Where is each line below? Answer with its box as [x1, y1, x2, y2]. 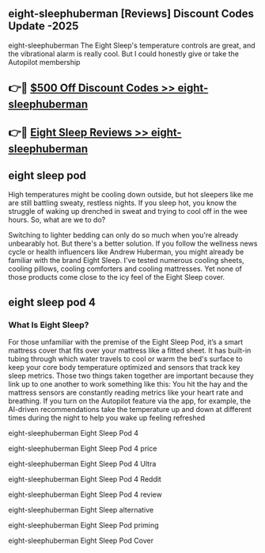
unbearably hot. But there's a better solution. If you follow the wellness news [8, 238, 258, 249]
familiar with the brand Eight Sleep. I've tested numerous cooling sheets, [8, 256, 244, 265]
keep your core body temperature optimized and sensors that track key [8, 363, 240, 372]
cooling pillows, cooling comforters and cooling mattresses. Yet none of [8, 264, 243, 273]
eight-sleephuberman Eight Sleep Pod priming [8, 521, 160, 530]
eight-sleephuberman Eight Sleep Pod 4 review [8, 490, 162, 499]
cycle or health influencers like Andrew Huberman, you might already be [8, 247, 244, 257]
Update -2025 [8, 20, 79, 33]
